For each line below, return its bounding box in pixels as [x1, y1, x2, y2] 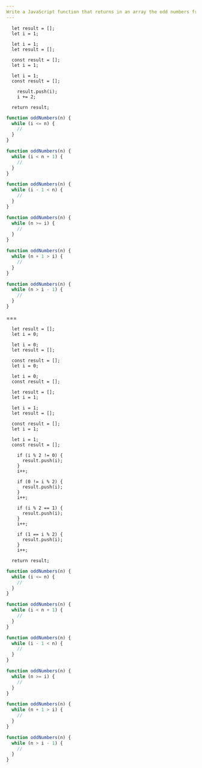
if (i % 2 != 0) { [17, 452, 63, 458]
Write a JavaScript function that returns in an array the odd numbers [6, 8, 189, 15]
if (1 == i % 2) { [17, 531, 63, 537]
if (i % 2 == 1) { [17, 505, 63, 511]
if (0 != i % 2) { [17, 478, 63, 485]
